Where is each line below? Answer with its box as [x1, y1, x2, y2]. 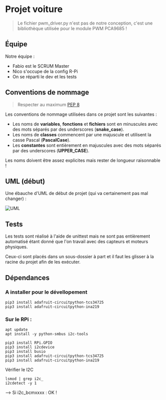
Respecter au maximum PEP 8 [17, 101, 80, 107]
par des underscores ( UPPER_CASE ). [12, 147, 89, 153]
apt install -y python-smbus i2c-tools [5, 332, 88, 337]
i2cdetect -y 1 [5, 381, 37, 386]
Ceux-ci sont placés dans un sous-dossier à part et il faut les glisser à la [5, 254, 154, 260]
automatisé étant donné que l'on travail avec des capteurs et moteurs [5, 239, 148, 245]
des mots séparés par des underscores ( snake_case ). [12, 126, 124, 132]
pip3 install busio [5, 349, 46, 354]
